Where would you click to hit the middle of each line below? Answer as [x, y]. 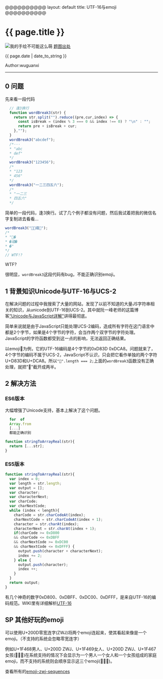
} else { [23, 560]
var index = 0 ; [25, 479]
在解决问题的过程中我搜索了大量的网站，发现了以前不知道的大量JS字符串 [78, 304]
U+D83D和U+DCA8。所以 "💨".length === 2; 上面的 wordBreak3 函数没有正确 [80, 361]
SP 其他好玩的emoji [34, 620]
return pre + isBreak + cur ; [47, 126]
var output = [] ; [27, 488]
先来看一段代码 [20, 99]
